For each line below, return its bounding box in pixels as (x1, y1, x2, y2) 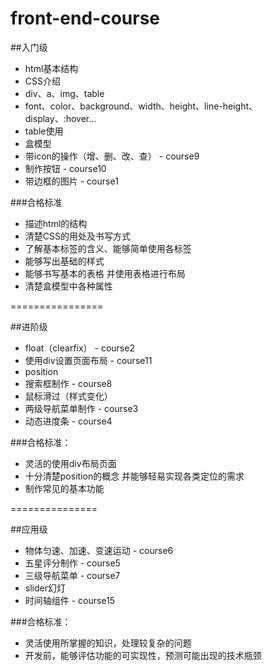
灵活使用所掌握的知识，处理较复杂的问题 (24, 637, 192, 649)
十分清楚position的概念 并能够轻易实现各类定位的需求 (24, 470, 245, 482)
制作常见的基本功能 (24, 482, 105, 494)
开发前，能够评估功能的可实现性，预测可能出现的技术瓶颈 (24, 649, 262, 661)
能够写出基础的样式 (24, 255, 105, 267)
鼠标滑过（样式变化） (24, 390, 113, 402)
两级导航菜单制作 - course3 (24, 402, 139, 414)
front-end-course (10, 7, 161, 30)
